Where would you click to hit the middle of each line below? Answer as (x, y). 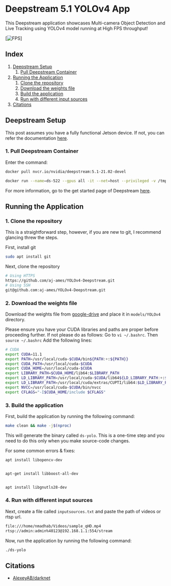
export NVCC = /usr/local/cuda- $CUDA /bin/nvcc (53, 387)
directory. (15, 319)
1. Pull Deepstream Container (42, 151)
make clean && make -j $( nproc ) (38, 426)
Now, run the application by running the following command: (68, 541)
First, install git (21, 247)
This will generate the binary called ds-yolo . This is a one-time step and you (85, 435)
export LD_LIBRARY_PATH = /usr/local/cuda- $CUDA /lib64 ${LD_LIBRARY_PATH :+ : (85, 378)
